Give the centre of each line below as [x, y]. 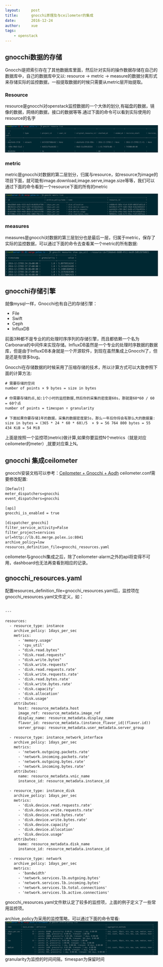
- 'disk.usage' [33, 698]
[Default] [15, 489]
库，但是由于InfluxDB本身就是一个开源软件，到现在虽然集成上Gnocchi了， [79, 351]
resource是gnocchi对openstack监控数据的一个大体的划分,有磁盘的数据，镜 [80, 106]
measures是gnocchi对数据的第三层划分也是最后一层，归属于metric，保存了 [80, 237]
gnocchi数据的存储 [33, 57]
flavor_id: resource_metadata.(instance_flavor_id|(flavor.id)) [84, 723]
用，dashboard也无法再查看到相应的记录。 [48, 563]
